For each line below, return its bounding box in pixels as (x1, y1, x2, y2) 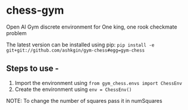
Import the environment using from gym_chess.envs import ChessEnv (14, 79, 183, 86)
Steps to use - (6, 64, 59, 74)
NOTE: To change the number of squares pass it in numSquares (6, 97, 162, 104)
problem (6, 29, 27, 36)
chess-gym (6, 4, 64, 17)
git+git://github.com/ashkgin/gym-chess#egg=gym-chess (6, 47, 145, 54)
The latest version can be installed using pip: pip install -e (6, 41, 155, 48)
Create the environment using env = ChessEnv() (14, 86, 132, 93)
